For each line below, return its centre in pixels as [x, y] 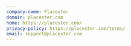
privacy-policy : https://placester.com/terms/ [66, 28]
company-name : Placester [37, 12]
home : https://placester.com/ [44, 23]
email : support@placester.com [44, 34]
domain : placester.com [35, 17]
